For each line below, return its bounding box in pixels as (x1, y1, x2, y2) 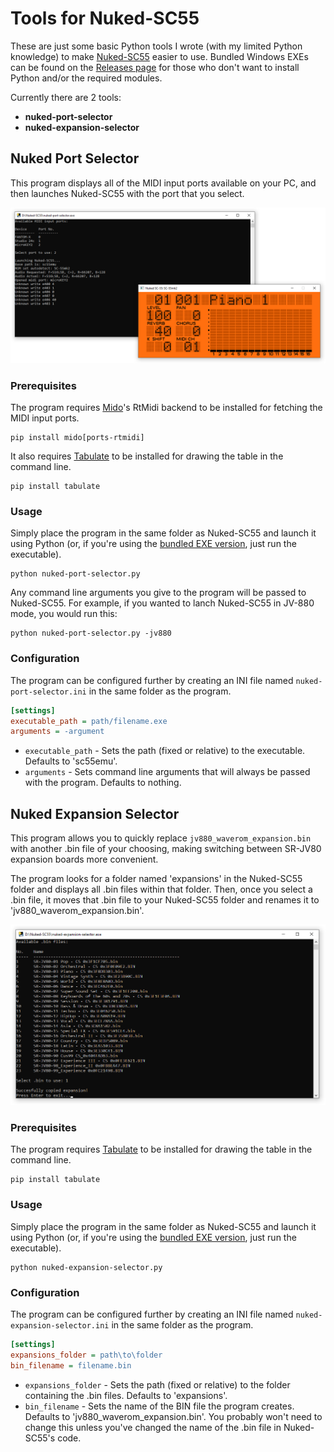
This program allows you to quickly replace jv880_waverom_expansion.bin (10, 832, 312, 844)
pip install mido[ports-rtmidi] (10, 433, 145, 443)
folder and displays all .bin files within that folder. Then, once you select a (10, 883, 313, 896)
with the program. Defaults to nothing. (24, 777, 182, 789)
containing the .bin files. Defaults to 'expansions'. (24, 1389, 228, 1401)
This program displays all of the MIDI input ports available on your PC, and (10, 177, 317, 189)
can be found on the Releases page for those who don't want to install (10, 61, 300, 73)
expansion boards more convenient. (10, 853, 159, 866)
